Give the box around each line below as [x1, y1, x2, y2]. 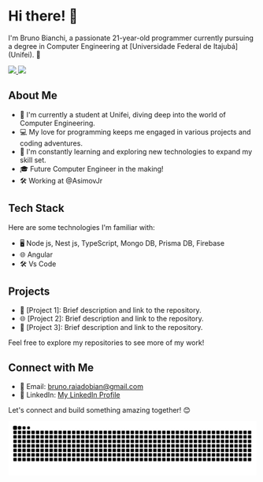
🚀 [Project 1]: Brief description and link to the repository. [19, 306, 202, 315]
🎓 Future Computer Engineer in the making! [19, 164, 164, 173]
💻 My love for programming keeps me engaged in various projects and [19, 127, 251, 136]
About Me [8, 89, 57, 102]
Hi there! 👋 [8, 7, 79, 25]
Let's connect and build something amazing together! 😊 [8, 406, 191, 415]
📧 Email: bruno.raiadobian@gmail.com [19, 382, 144, 391]
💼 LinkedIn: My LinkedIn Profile [19, 390, 120, 400]
